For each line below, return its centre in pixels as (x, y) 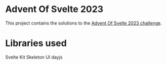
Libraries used (36, 43)
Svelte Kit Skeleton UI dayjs (34, 57)
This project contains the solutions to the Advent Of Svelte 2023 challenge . (83, 23)
